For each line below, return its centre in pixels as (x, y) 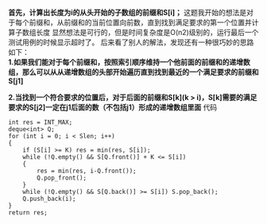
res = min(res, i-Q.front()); (87, 171)
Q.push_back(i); (50, 199)
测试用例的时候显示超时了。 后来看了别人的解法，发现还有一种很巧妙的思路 (131, 42)
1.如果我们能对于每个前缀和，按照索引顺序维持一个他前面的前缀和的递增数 (129, 62)
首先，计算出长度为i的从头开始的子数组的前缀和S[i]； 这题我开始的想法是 (128, 12)
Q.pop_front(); (62, 178)
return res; (28, 213)
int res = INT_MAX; (41, 122)
